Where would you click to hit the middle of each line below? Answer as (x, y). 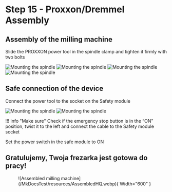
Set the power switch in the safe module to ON (55, 142)
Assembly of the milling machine (59, 39)
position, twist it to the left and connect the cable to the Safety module (80, 126)
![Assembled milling (39, 178)
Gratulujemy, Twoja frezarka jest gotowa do (77, 158)
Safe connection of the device (54, 89)
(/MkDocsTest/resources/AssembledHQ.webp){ (69, 184)
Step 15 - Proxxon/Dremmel (65, 9)
